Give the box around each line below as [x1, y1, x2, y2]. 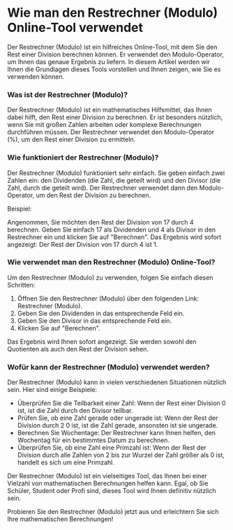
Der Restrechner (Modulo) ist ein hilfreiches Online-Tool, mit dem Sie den [7, 43, 218, 51]
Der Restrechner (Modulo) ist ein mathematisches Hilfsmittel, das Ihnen [7, 106, 212, 114]
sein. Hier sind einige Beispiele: [7, 386, 98, 394]
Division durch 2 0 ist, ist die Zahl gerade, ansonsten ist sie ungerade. [17, 421, 218, 430]
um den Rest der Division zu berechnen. [36, 190, 151, 199]
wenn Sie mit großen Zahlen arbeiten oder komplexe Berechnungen [7, 121, 202, 129]
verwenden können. [7, 72, 65, 81]
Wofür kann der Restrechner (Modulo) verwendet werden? [7, 362, 211, 372]
